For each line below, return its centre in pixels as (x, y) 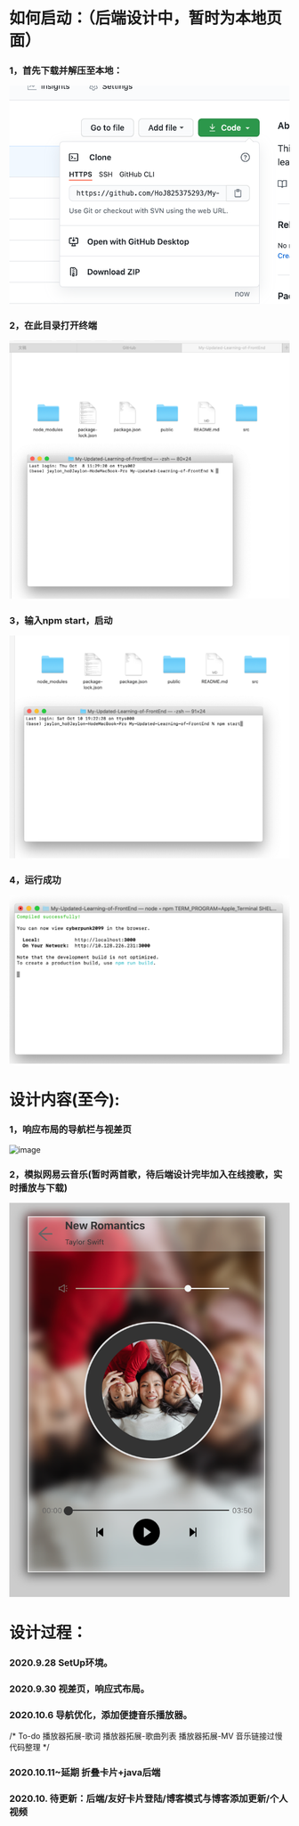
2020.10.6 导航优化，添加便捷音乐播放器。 (101, 1715)
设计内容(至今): (65, 1100)
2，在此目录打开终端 (53, 325)
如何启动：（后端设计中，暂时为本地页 (146, 18)
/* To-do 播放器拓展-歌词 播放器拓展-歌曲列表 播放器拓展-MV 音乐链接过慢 (146, 1736)
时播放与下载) (39, 1187)
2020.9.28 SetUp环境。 (61, 1663)
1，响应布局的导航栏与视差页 (70, 1129)
